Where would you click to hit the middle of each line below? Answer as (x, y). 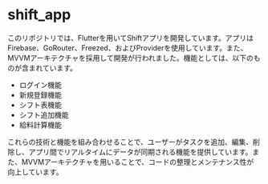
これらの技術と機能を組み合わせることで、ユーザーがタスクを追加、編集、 (130, 142)
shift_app (39, 15)
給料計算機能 (40, 125)
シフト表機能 (40, 105)
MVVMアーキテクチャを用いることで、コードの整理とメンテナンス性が (138, 162)
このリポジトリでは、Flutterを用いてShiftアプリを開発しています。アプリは (131, 38)
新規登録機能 (40, 94)
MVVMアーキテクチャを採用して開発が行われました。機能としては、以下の (131, 58)
